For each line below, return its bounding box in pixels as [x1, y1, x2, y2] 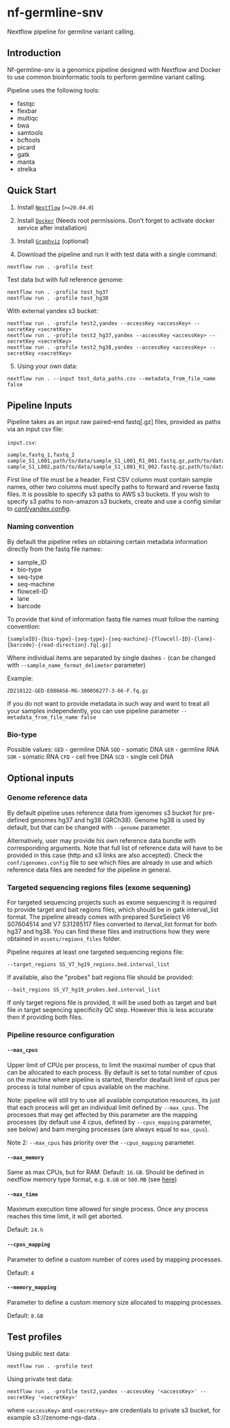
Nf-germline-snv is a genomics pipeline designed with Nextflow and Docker [7, 65, 221, 73]
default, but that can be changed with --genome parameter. [7, 823, 172, 831]
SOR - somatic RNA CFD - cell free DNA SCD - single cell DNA [7, 752, 174, 761]
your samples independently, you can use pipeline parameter [7, 706, 180, 715]
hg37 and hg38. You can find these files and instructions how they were [7, 927, 210, 935]
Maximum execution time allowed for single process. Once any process [7, 1205, 209, 1214]
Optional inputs [7, 772, 74, 784]
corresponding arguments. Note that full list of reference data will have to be [7, 844, 223, 852]
